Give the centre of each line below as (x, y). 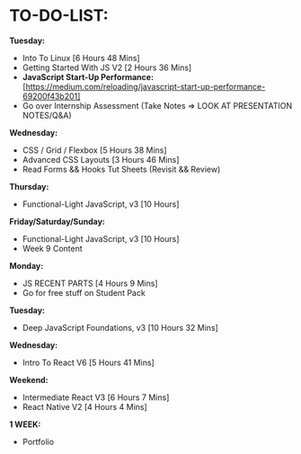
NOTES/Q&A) (47, 115)
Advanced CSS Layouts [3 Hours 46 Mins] (101, 159)
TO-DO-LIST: (59, 16)
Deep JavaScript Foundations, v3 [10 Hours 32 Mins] (120, 327)
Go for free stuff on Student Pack (84, 292)
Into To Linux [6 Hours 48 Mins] (81, 58)
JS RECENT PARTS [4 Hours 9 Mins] (90, 283)
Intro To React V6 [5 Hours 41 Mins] (88, 362)
